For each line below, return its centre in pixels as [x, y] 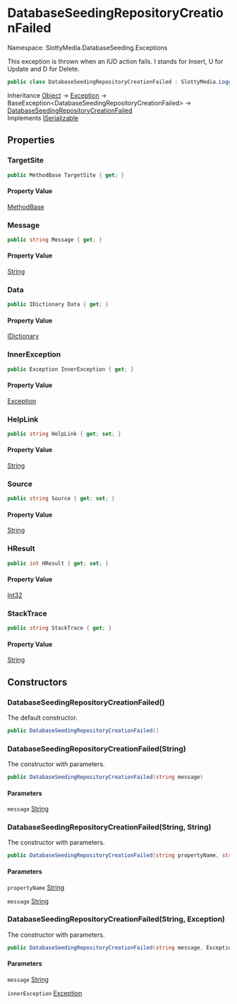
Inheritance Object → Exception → [57, 95]
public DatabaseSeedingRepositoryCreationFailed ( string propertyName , [113, 855]
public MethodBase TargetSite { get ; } [66, 175]
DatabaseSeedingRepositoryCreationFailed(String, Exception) [116, 919]
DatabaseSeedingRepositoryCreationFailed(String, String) [109, 827]
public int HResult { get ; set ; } [58, 563]
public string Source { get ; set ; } [61, 499]
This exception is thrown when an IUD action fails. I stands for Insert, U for [115, 61]
